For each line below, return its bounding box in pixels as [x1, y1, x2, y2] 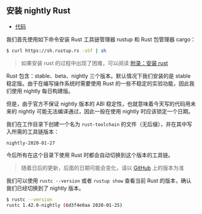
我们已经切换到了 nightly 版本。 [6, 184, 84, 192]
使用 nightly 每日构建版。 [11, 87, 74, 95]
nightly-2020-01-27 [6, 140, 55, 146]
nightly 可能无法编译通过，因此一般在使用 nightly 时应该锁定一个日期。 [17, 107, 194, 115]
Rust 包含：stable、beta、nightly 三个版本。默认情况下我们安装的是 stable [6, 72, 191, 80]
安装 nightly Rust [6, 5, 71, 16]
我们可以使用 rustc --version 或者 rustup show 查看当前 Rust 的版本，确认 [6, 177, 192, 184]
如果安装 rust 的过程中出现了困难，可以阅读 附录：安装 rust [21, 59, 168, 66]
